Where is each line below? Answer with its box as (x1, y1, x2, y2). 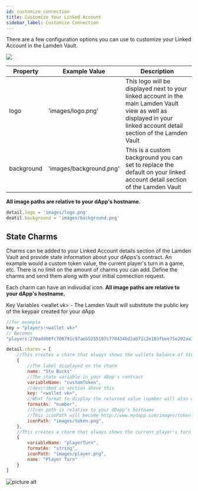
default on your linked (125, 168, 186, 176)
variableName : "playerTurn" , (27, 440, 99, 446)
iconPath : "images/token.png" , (27, 418, 104, 424)
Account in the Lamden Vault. (6, 42, 78, 49)
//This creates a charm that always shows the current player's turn (16, 429, 192, 435)
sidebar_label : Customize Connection (6, 20, 99, 25)
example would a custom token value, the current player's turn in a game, (6, 260, 184, 267)
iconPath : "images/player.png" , (27, 451, 107, 457)
